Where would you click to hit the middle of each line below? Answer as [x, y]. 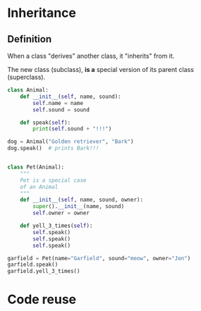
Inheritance [42, 13]
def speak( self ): [45, 122]
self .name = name [58, 103]
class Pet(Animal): [36, 167]
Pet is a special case [53, 180]
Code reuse [42, 299]
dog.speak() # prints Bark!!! [53, 148]
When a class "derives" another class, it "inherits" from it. [91, 56]
